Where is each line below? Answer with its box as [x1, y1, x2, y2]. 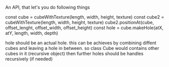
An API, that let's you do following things [5, 5, 90, 10]
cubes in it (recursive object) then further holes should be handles [5, 50, 144, 56]
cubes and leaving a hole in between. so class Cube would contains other [5, 45, 159, 51]
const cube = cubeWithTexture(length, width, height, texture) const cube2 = [5, 14, 164, 20]
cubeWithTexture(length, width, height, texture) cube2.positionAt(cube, [5, 20, 154, 25]
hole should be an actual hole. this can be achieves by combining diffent [5, 40, 156, 46]
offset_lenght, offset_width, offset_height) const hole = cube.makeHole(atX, [5, 25, 164, 31]
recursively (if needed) [5, 56, 53, 62]
